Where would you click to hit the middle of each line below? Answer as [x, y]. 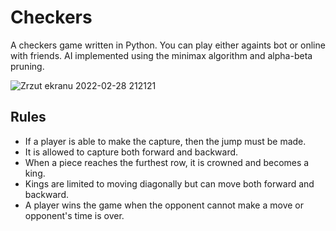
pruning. [27, 66]
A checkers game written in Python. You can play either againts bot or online [168, 45]
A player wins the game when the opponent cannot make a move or [164, 205]
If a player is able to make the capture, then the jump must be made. [165, 141]
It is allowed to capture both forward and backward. [131, 152]
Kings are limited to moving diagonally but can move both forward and [169, 183]
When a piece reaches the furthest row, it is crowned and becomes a [167, 162]
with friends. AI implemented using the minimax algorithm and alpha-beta [161, 55]
